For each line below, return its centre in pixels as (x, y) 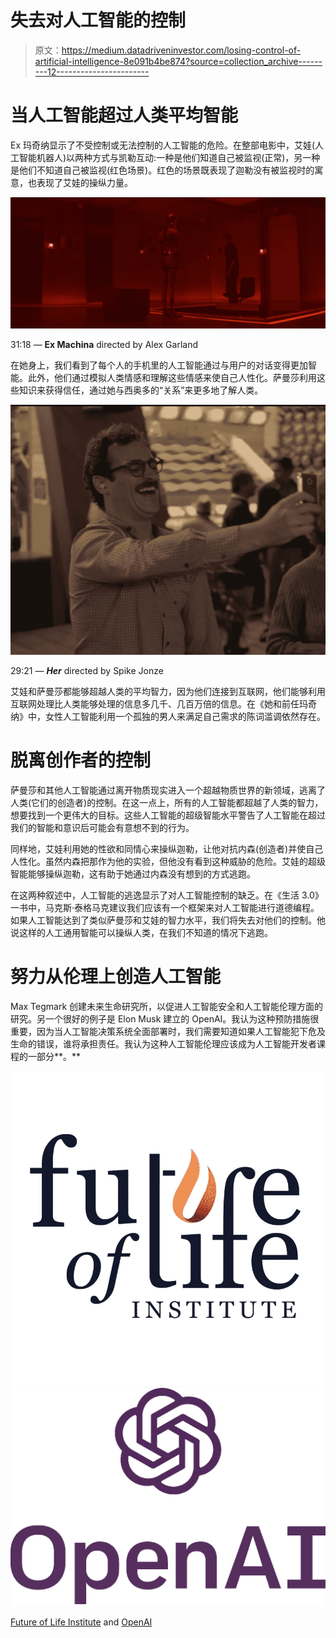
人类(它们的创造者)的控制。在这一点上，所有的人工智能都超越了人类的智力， (167, 802)
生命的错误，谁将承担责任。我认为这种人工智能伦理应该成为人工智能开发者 (163, 1043)
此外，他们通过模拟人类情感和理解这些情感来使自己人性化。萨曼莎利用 (172, 377)
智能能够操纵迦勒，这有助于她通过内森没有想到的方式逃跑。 (133, 873)
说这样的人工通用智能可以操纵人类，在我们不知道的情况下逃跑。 (141, 932)
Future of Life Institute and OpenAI (81, 1622)
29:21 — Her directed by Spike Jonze (87, 670)
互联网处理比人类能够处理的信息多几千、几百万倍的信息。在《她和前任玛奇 (163, 703)
